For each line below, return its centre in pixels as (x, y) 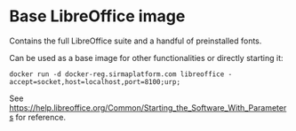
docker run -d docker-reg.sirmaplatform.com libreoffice (117, 74)
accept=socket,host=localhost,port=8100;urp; (95, 81)
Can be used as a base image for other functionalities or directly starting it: (146, 58)
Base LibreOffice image (97, 16)
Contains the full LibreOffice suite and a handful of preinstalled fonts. (136, 41)
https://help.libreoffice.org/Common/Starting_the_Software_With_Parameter (148, 107)
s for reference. (38, 117)
